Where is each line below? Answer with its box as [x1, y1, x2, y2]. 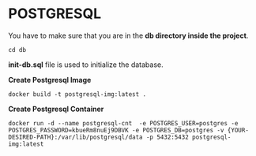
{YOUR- [227, 126, 249, 134]
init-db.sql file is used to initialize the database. [8, 60, 164, 69]
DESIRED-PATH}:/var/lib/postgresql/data [8, 133, 144, 141]
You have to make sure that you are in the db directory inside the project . [8, 31, 249, 40]
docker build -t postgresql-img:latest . [8, 90, 147, 98]
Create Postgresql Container [8, 104, 104, 113]
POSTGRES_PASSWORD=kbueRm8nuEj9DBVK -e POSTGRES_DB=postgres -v [8, 126, 224, 134]
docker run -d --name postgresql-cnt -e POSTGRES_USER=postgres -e [8, 119, 239, 127]
